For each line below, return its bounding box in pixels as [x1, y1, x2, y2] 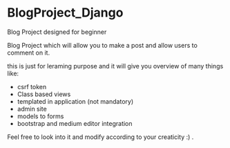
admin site [17, 104, 47, 113]
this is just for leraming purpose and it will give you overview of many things [7, 62, 224, 70]
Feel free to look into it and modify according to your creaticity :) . [7, 133, 194, 141]
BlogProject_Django [7, 5, 124, 21]
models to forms [17, 112, 64, 120]
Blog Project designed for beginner [7, 28, 107, 36]
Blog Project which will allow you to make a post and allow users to [7, 41, 198, 49]
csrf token [17, 82, 47, 91]
